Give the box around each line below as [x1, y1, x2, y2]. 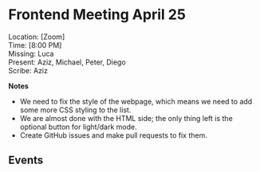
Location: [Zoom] [8, 32, 65, 41]
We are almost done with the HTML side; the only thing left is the [19, 113, 233, 123]
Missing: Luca [8, 49, 54, 58]
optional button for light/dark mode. [19, 122, 137, 131]
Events [8, 154, 44, 167]
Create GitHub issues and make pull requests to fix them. [19, 130, 207, 140]
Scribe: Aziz [8, 65, 48, 75]
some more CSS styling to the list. [19, 105, 132, 115]
